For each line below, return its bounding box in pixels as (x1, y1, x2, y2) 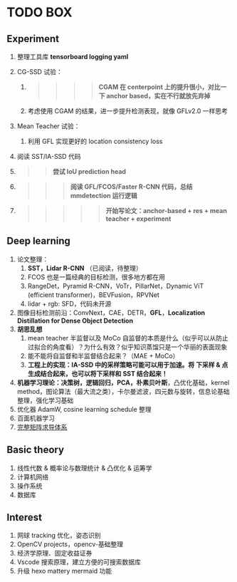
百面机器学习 (16, 414, 55, 422)
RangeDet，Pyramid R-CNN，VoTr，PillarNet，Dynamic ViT (27, 281, 204, 290)
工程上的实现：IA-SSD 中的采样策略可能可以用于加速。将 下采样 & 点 (27, 360, 228, 369)
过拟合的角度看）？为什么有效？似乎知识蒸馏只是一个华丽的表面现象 (27, 343, 228, 351)
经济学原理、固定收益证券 (16, 549, 93, 558)
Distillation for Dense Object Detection (16, 316, 133, 325)
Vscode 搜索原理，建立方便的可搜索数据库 (16, 558, 142, 566)
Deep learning (6, 235, 70, 247)
